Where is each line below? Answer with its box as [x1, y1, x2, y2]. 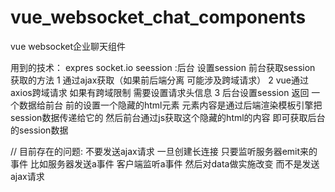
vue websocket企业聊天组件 [10, 40, 127, 52]
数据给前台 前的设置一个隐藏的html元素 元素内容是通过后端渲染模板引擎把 [18, 99, 323, 111]
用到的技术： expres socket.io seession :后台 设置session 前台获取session [10, 61, 316, 73]
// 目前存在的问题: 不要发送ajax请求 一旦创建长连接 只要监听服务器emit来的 [10, 145, 318, 157]
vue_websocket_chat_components [10, 6, 307, 29]
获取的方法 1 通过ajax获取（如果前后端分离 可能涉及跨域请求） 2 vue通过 [10, 74, 309, 86]
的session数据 [10, 124, 69, 136]
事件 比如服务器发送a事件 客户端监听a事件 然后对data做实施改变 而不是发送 [10, 157, 320, 170]
